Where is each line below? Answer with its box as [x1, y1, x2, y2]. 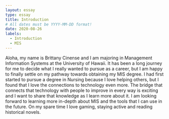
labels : [5, 31, 22, 36]
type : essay [5, 12, 31, 17]
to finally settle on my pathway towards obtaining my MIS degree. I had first [5, 71, 164, 77]
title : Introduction [5, 17, 49, 22]
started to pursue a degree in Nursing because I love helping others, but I [5, 76, 159, 82]
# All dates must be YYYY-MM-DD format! [5, 21, 93, 27]
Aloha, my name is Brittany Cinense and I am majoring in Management [5, 55, 153, 61]
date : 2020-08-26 [5, 27, 42, 32]
